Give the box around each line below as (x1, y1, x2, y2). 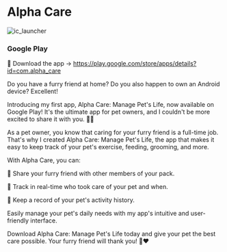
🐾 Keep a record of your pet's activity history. (7, 196, 135, 204)
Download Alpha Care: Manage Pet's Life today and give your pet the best (7, 230, 216, 238)
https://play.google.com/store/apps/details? (72, 60, 197, 68)
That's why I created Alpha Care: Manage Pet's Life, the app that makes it (7, 136, 215, 144)
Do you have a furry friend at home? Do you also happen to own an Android (7, 80, 220, 88)
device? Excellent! (7, 87, 58, 96)
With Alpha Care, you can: (7, 156, 81, 164)
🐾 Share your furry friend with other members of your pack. (7, 169, 175, 178)
